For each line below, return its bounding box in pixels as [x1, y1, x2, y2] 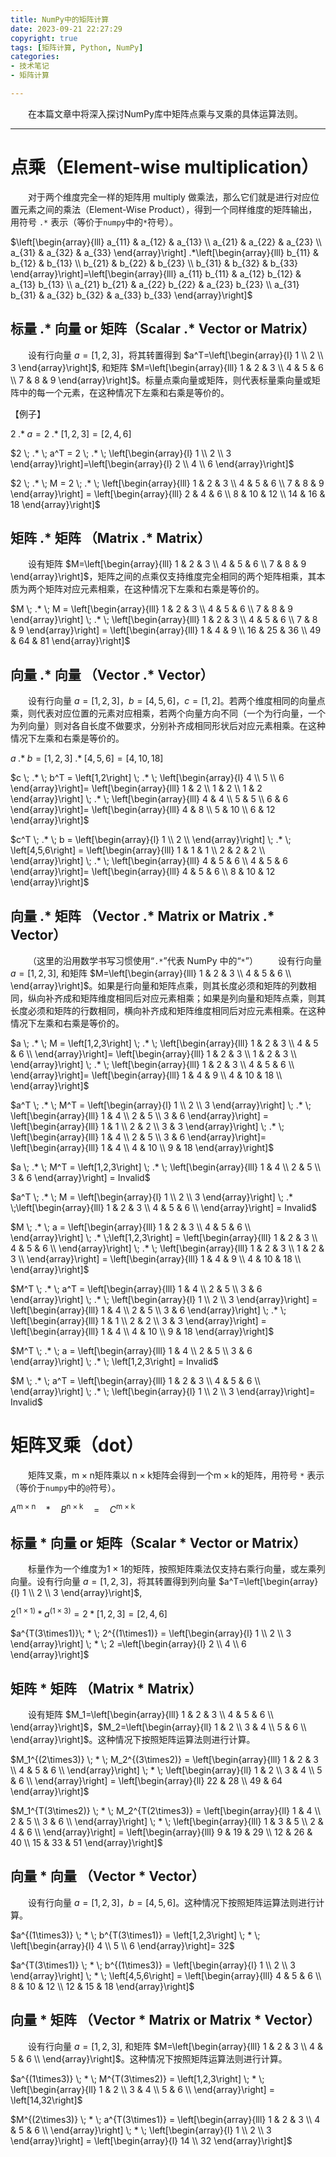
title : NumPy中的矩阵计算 [10, 14, 110, 25]
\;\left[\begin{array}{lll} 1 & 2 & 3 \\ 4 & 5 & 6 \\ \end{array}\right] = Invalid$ [10, 1202, 318, 1214]
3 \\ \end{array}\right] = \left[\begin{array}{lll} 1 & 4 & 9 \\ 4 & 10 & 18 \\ [10, 1253, 302, 1265]
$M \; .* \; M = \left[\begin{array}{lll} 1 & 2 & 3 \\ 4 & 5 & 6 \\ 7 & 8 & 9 [10, 603, 293, 615]
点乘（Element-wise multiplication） [10, 156, 320, 179]
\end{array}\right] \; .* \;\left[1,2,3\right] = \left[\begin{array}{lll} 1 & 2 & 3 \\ [10, 1232, 318, 1244]
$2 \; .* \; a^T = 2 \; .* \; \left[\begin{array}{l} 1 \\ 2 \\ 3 [10, 447, 232, 459]
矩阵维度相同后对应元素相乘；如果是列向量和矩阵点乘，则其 [79, 992, 326, 1005]
